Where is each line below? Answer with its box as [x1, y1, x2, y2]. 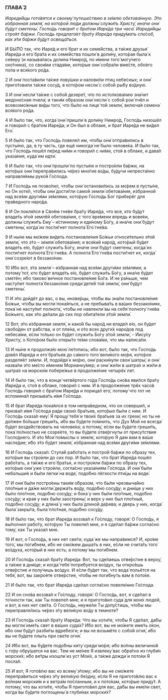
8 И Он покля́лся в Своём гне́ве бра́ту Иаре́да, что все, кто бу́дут [5, 208, 145, 215]
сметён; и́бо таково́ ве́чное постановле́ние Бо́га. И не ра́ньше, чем [5, 275, 148, 281]
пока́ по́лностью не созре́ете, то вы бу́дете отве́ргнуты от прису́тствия [5, 429, 157, 435]
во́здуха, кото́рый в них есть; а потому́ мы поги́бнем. [5, 547, 119, 553]
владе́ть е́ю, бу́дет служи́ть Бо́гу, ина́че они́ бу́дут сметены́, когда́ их [5, 245, 152, 251]
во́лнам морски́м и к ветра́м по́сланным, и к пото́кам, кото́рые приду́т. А [5, 679, 161, 685]
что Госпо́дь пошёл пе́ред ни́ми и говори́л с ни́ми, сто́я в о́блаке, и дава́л [5, 148, 162, 154]
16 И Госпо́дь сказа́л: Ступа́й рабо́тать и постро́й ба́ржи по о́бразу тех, [5, 449, 157, 455]
